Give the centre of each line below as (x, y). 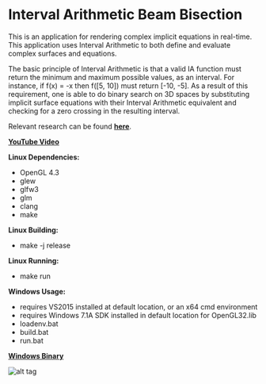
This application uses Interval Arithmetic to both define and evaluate (120, 44)
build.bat (34, 332)
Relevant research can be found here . (70, 126)
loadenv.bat (39, 324)
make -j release (45, 245)
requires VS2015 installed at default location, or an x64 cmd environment (139, 306)
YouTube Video (34, 141)
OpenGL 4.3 (39, 172)
